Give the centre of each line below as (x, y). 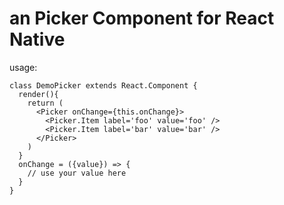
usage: (23, 67)
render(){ (38, 94)
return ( (45, 103)
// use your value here (77, 173)
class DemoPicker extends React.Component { (103, 85)
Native (37, 39)
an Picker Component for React (142, 18)
